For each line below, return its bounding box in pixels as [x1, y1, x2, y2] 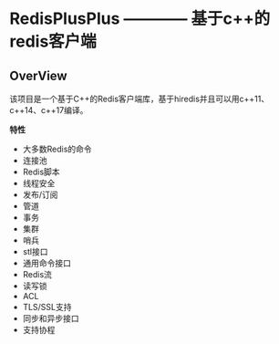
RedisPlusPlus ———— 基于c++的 [9, 8, 271, 29]
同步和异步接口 [22, 313, 79, 324]
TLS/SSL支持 [22, 302, 72, 312]
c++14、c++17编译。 [9, 105, 88, 115]
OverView [9, 68, 67, 83]
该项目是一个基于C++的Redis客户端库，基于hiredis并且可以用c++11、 [9, 93, 270, 104]
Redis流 [22, 269, 53, 279]
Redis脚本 [22, 166, 61, 177]
